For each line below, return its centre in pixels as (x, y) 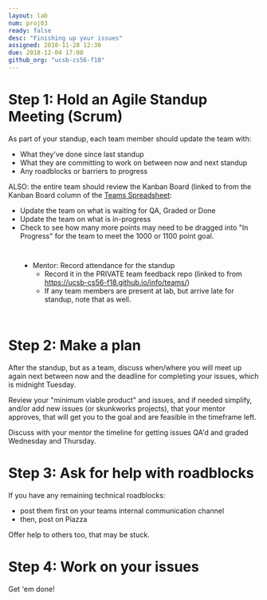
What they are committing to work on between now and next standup (133, 162)
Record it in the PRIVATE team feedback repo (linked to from (143, 274)
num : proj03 (28, 23)
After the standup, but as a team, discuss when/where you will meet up (125, 367)
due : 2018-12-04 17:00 (46, 53)
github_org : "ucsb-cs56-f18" (57, 61)
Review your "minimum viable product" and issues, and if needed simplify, (130, 400)
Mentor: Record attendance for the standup (104, 265)
